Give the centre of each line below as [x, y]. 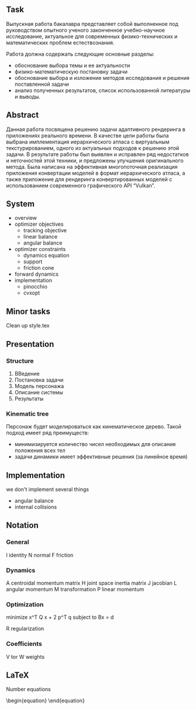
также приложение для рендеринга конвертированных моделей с [89, 179]
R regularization [25, 629]
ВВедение [27, 373]
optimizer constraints [40, 249]
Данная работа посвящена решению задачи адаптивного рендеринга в [96, 129]
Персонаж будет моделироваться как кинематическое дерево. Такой [94, 427]
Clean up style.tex [28, 326]
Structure [20, 361]
